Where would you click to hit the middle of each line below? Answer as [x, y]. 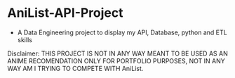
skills [25, 39]
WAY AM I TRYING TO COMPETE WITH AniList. [75, 68]
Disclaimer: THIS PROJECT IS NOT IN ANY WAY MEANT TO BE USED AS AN [117, 53]
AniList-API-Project [66, 13]
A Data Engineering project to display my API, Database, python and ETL [122, 32]
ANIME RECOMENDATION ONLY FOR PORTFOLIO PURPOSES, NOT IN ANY [116, 60]
